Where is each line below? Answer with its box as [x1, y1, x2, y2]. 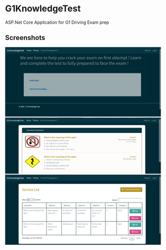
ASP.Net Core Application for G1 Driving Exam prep [5, 19, 110, 25]
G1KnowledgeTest [5, 3, 81, 14]
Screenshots [5, 34, 45, 42]
